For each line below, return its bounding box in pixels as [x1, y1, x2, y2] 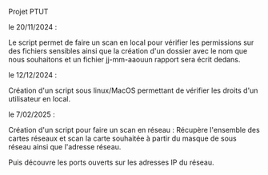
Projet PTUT [8, 7, 49, 16]
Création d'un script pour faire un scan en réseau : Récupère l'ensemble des [8, 125, 260, 134]
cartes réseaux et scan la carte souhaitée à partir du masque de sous [8, 133, 238, 143]
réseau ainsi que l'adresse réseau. [8, 142, 122, 151]
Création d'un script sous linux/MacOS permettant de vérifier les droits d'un [8, 86, 258, 95]
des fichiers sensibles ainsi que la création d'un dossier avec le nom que [8, 46, 248, 55]
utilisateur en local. [8, 94, 70, 103]
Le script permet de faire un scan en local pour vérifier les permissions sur [8, 38, 254, 47]
